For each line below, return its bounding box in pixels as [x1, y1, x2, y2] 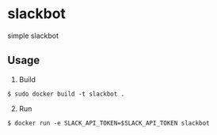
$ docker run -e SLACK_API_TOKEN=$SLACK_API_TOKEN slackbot [7, 119, 211, 127]
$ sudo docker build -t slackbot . [7, 90, 125, 98]
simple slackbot [7, 31, 59, 40]
